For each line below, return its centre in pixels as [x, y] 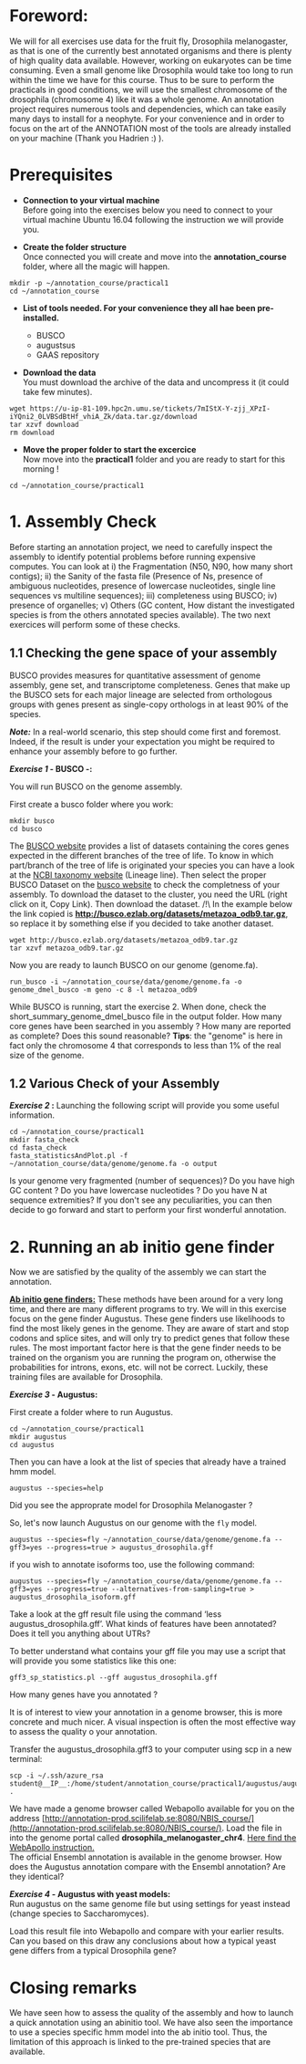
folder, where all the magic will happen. [96, 266]
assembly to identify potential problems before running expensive [133, 557]
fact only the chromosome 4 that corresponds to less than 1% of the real [145, 1045]
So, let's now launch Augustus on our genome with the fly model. [133, 1523]
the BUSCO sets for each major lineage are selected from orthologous [141, 694]
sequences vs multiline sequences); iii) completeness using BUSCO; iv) [143, 595]
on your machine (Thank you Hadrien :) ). [87, 138]
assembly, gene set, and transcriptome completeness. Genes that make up [150, 684]
